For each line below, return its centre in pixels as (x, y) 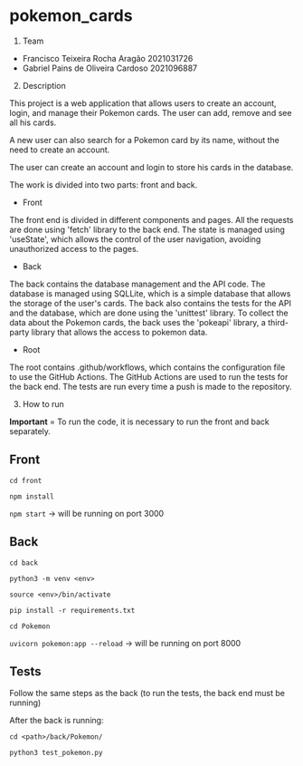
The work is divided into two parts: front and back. (104, 184)
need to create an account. (60, 150)
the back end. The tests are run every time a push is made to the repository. (151, 386)
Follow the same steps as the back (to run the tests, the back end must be (147, 693)
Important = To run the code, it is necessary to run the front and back (139, 422)
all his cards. (33, 122)
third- (279, 322)
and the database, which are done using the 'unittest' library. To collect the (149, 313)
